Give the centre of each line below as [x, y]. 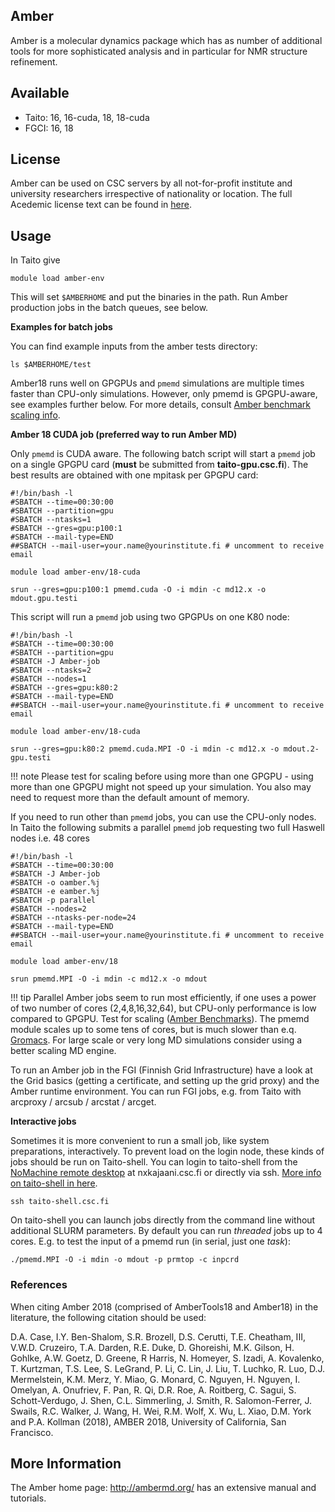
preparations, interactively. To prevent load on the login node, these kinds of [167, 1151]
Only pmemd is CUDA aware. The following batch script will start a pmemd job [163, 454]
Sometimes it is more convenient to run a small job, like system [140, 1141]
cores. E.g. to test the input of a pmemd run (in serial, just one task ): [150, 1241]
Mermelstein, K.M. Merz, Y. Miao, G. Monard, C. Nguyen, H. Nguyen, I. [155, 1379]
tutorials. [28, 1498]
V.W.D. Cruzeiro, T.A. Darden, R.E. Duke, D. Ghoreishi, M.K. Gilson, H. [152, 1347]
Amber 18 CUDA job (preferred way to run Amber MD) [124, 435]
